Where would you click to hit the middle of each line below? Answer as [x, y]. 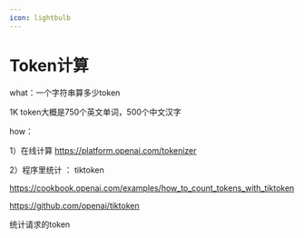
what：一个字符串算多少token [65, 93]
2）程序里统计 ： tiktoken [57, 170]
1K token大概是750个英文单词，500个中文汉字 [95, 112]
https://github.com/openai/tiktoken [74, 205]
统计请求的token [40, 224]
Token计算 [49, 65]
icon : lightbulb [40, 18]
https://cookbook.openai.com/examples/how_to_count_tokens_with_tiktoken [152, 188]
